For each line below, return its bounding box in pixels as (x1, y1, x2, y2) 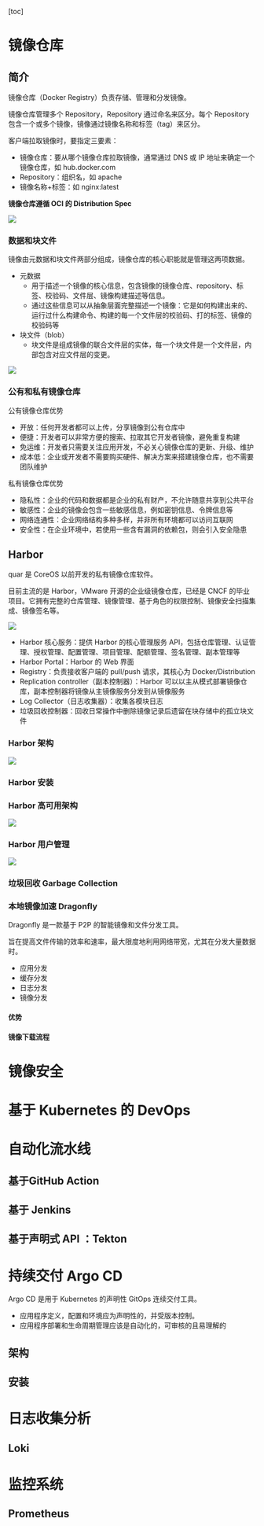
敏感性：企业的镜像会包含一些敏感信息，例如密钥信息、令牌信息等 (19, 505, 233, 514)
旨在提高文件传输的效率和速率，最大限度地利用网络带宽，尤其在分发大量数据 (8, 937, 256, 946)
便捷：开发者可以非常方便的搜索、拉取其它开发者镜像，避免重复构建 (19, 432, 240, 441)
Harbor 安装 (8, 776, 54, 787)
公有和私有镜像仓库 (8, 386, 81, 397)
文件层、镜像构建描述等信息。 (72, 291, 170, 300)
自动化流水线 (8, 1141, 92, 1159)
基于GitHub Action (8, 1174, 100, 1187)
